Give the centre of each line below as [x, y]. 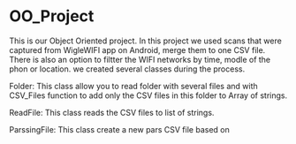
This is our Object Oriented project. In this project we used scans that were [146, 41]
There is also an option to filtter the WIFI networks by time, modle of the [140, 59]
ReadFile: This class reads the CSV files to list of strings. [112, 112]
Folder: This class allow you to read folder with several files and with [133, 86]
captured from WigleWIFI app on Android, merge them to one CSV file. [137, 49]
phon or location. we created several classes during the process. [127, 69]
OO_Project [52, 16]
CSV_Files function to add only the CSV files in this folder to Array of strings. [148, 95]
